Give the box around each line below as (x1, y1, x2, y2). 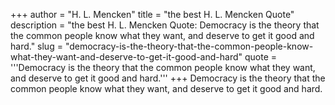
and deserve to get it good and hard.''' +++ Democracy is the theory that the (10, 72, 326, 84)
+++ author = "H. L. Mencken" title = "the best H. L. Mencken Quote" (10, 9, 295, 20)
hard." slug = (10, 40, 63, 52)
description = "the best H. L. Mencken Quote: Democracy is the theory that (10, 19, 320, 31)
